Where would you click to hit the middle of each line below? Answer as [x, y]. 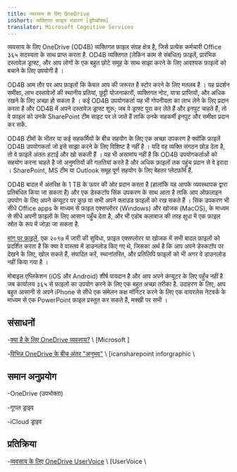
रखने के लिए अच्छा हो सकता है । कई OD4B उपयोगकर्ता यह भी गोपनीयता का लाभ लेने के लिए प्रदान [118, 101]
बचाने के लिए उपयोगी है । [36, 71]
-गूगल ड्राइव [20, 407]
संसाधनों [21, 323]
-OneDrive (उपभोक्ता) [35, 393]
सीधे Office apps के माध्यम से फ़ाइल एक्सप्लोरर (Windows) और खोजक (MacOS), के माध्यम [118, 208]
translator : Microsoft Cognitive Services [71, 27]
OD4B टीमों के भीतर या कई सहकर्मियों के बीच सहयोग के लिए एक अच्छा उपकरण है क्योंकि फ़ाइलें [114, 139]
